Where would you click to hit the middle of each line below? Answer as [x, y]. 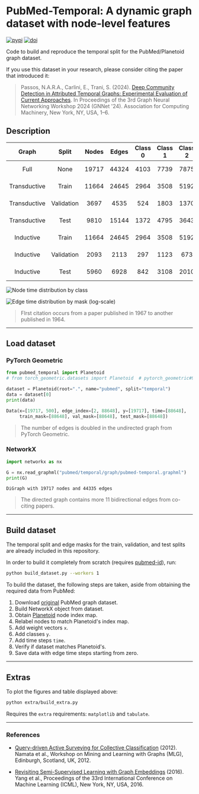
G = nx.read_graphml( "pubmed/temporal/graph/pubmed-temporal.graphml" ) [96, 472]
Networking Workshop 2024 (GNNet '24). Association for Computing [105, 106]
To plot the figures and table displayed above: [62, 691]
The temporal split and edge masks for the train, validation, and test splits [96, 544]
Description [28, 131]
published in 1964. [43, 319]
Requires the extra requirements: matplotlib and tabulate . [78, 714]
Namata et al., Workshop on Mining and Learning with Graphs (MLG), [99, 754]
